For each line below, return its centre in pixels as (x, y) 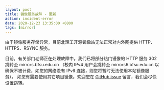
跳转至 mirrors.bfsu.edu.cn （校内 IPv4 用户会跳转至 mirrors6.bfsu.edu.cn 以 (82, 65)
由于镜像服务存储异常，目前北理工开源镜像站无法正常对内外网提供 (71, 42)
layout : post (18, 9)
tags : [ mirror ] (21, 28)
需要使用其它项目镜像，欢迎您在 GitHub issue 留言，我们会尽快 (93, 77)
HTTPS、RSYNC (22, 48)
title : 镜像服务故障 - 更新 (31, 14)
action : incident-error (29, 18)
